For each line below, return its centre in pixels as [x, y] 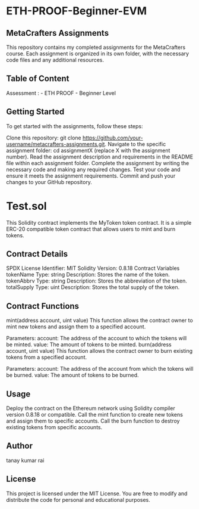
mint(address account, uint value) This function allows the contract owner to [99, 321]
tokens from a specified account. [47, 357]
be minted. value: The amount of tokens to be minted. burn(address [89, 344]
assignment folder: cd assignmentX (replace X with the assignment [88, 150]
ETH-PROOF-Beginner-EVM [77, 11]
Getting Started [35, 112]
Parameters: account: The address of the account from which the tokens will [100, 369]
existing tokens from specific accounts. [54, 427]
